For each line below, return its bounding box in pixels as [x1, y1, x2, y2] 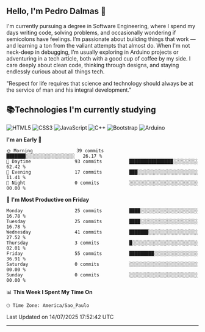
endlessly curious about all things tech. [6, 68, 105, 75]
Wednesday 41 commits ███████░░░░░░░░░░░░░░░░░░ [6, 229, 198, 235]
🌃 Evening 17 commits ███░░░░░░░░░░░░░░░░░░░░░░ [6, 169, 198, 175]
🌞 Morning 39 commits [6, 147, 104, 153]
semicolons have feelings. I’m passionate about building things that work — [6, 35, 196, 43]
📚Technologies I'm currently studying [6, 105, 156, 115]
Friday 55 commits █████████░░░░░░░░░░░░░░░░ [6, 250, 198, 257]
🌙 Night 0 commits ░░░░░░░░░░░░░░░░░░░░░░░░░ [6, 180, 198, 186]
